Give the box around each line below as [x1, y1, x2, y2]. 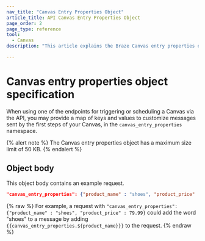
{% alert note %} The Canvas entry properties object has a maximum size [6, 138, 192, 146]
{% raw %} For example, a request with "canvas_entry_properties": [6, 202, 178, 209]
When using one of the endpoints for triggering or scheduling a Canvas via [6, 107, 194, 115]
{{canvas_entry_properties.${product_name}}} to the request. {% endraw [6, 221, 192, 229]
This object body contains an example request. [6, 179, 124, 187]
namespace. [6, 127, 38, 134]
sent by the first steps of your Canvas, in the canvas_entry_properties [6, 120, 182, 128]
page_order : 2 [6, 20, 43, 26]
